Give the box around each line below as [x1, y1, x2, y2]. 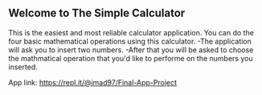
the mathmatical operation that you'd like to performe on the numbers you [8, 53, 253, 63]
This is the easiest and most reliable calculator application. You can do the [8, 27, 255, 37]
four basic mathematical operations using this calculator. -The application [8, 36, 252, 46]
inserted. [8, 62, 38, 72]
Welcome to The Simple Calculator [8, 6, 186, 20]
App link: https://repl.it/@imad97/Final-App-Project [8, 77, 178, 87]
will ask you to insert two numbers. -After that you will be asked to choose [8, 44, 254, 55]
